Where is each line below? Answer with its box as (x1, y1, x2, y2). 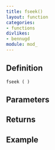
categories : (6, 19, 35, 25)
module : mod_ (6, 42, 38, 48)
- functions (6, 25, 35, 31)
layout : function (6, 14, 49, 20)
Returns (6, 115, 36, 125)
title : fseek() (6, 8, 43, 15)
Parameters (6, 95, 50, 105)
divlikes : (6, 31, 30, 36)
